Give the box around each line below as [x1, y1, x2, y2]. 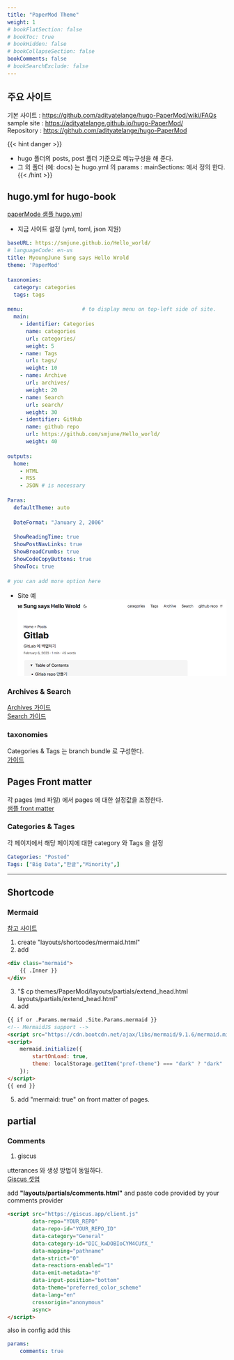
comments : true [19, 1348, 64, 1355]
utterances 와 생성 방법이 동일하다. [7, 1166, 103, 1175]
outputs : [7, 453, 33, 460]
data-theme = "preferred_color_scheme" [32, 1284, 141, 1292]
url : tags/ [25, 357, 58, 364]
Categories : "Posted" [7, 853, 70, 860]
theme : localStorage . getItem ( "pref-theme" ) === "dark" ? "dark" [32, 1060, 223, 1067]
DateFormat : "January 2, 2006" [13, 519, 104, 526]
